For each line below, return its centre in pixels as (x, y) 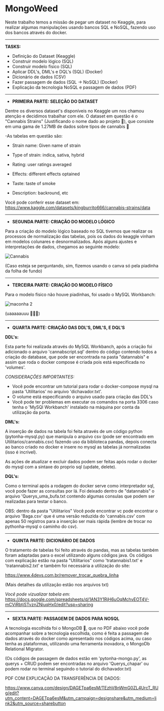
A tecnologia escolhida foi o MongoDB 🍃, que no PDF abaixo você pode (77, 628)
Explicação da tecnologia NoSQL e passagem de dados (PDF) (74, 87)
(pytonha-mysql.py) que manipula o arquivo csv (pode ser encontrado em (79, 436)
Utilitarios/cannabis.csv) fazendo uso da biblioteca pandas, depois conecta (81, 442)
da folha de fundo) (24, 271)
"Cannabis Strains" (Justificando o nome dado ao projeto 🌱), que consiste (79, 121)
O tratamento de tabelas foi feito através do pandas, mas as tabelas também (82, 550)
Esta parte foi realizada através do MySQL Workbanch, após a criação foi (79, 346)
